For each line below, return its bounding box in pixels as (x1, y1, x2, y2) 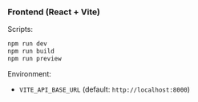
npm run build (7, 47, 55, 56)
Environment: (7, 69, 51, 78)
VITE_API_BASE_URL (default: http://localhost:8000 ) (18, 84, 190, 94)
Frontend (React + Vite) (7, 6, 101, 18)
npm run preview (7, 55, 62, 63)
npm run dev (7, 40, 47, 48)
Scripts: (7, 25, 34, 34)
